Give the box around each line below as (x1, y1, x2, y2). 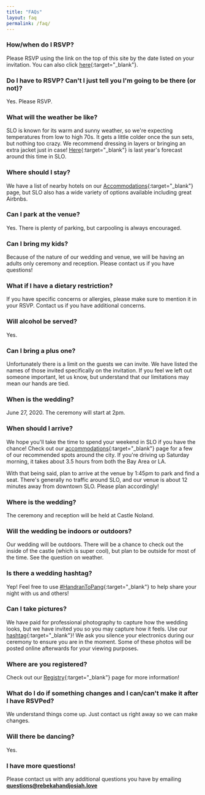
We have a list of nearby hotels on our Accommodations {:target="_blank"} (6, 182, 194, 190)
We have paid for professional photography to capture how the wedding (6, 618, 188, 626)
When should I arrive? (6, 424, 73, 433)
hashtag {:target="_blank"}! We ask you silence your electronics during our (6, 631, 195, 639)
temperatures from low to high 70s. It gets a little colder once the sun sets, (6, 133, 194, 141)
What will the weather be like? (6, 113, 98, 121)
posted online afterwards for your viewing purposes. (6, 645, 139, 652)
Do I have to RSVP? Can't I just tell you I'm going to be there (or (6, 76, 196, 84)
